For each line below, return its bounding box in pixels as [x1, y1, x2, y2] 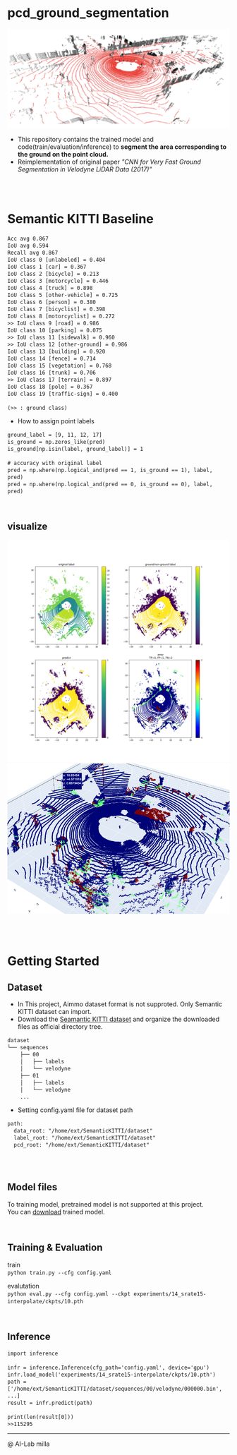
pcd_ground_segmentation [7, 5, 169, 21]
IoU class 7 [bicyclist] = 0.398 [7, 306, 106, 313]
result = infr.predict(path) [7, 1399, 93, 1407]
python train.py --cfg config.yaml [7, 1269, 112, 1276]
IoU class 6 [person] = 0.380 [7, 298, 97, 306]
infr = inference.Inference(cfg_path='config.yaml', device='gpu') [7, 1364, 210, 1372]
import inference [7, 1350, 59, 1358]
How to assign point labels [17, 416, 95, 425]
